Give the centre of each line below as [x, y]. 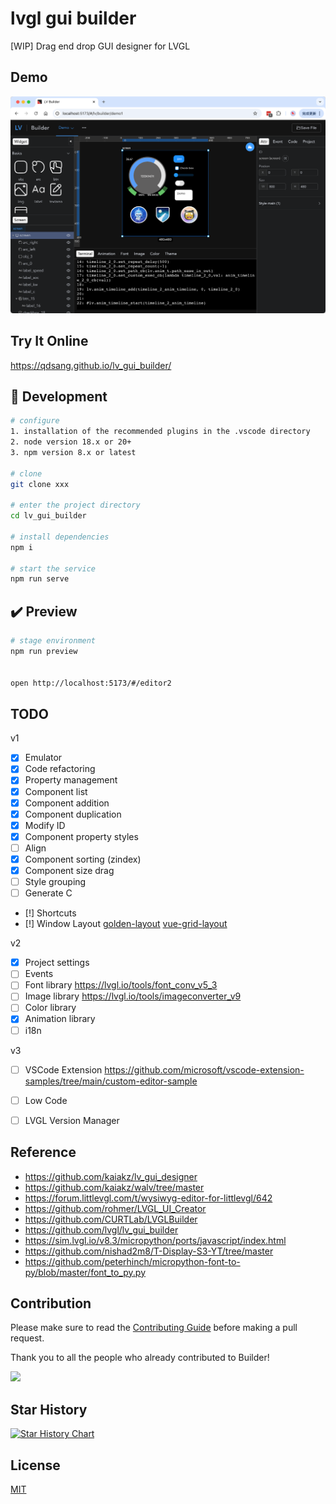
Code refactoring [60, 769]
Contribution [51, 1303]
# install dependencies [60, 537]
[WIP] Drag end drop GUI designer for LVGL [100, 46]
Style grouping [55, 882]
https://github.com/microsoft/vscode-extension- [204, 1069]
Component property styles [81, 836]
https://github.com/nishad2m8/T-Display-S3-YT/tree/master [149, 1251]
